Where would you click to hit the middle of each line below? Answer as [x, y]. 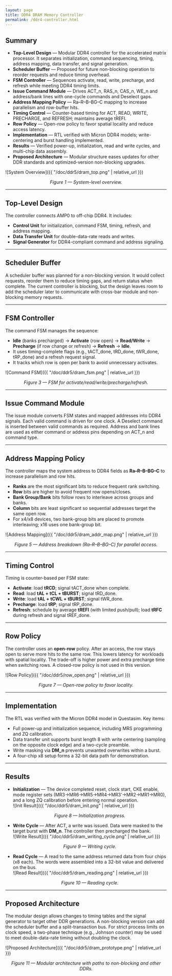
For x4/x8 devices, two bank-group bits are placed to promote [78, 519]
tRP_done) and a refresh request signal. [54, 357]
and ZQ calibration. [33, 734]
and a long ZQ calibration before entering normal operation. [76, 800]
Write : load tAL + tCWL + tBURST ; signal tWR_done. [68, 599]
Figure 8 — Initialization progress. [90, 815]
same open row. [30, 514]
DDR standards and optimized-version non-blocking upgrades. [79, 162]
